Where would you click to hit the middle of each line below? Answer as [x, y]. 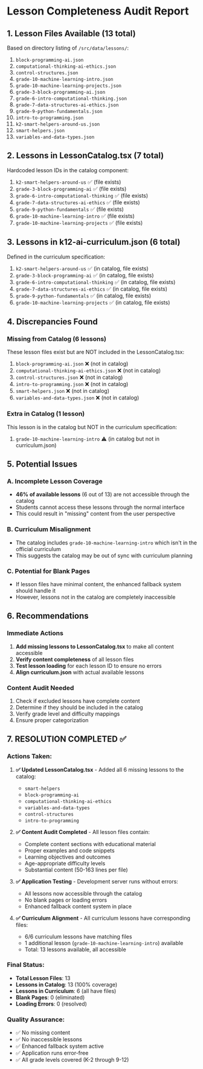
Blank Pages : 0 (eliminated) [50, 997]
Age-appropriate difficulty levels [65, 863]
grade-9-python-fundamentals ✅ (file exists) [70, 209]
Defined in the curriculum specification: [56, 257]
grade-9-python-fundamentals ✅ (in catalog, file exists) [83, 296]
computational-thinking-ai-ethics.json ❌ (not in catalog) [88, 370]
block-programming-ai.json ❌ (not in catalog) [72, 364]
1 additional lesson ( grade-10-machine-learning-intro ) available [104, 943]
